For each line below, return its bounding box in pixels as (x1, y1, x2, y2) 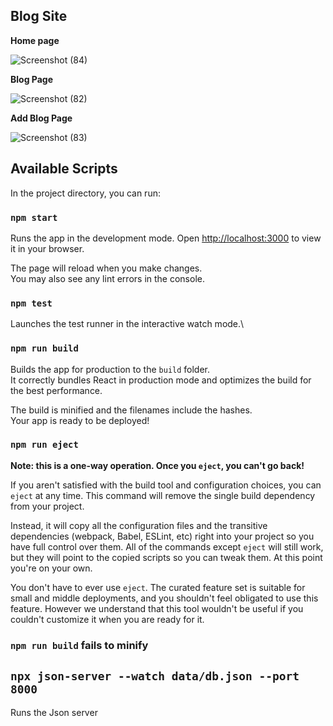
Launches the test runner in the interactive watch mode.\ (10, 318, 245, 330)
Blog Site (10, 8, 68, 25)
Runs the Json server (10, 706, 98, 718)
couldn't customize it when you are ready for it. (10, 613, 205, 625)
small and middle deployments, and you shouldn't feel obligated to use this (10, 592, 319, 604)
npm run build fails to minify (10, 638, 149, 652)
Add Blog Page (10, 112, 73, 124)
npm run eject (10, 439, 79, 451)
